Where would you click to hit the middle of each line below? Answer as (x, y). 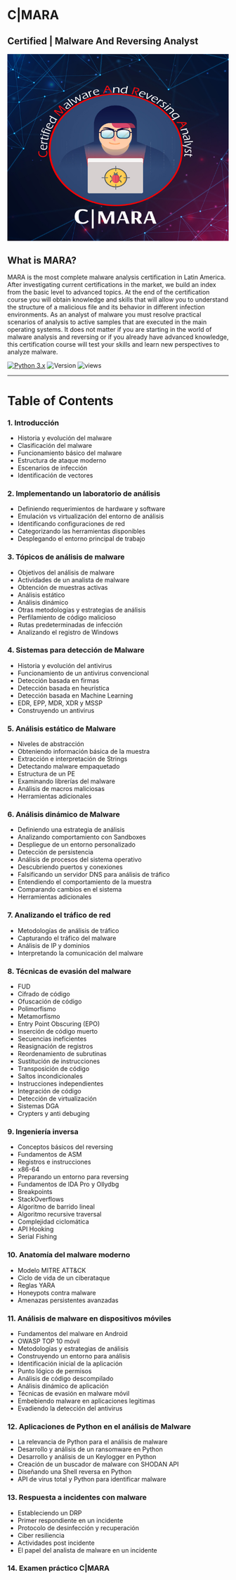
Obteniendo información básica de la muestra (84, 752)
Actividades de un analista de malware (73, 579)
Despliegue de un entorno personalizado (76, 844)
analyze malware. (33, 352)
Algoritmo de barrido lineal (56, 1207)
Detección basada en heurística (64, 688)
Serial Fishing (37, 1237)
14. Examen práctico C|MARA (59, 1568)
